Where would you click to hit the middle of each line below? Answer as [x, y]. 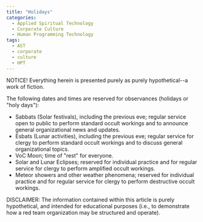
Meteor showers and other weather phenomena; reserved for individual [105, 175]
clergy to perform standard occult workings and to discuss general [99, 142]
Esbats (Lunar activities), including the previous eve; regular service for [105, 136]
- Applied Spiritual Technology [53, 23]
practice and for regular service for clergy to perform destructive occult [105, 181]
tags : [13, 40]
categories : [21, 18]
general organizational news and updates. [67, 130]
